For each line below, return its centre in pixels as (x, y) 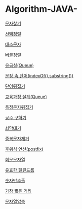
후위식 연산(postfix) (24, 149)
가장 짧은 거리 (19, 191)
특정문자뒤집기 (19, 107)
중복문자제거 (17, 139)
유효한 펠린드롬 (20, 170)
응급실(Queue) (20, 65)
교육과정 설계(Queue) (26, 97)
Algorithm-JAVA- (41, 9)
